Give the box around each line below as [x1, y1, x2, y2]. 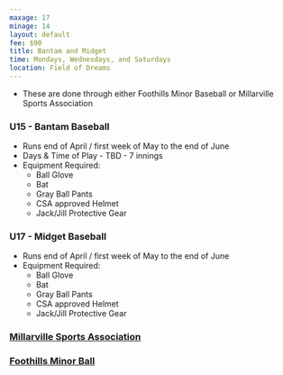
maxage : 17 [9, 13, 50, 23]
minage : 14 [9, 22, 50, 31]
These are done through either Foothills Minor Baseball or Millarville [22, 87, 274, 99]
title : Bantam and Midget [9, 47, 106, 56]
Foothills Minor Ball [9, 355, 96, 368]
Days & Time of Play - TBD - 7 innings [22, 151, 164, 161]
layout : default [9, 30, 70, 39]
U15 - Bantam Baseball [9, 120, 110, 133]
